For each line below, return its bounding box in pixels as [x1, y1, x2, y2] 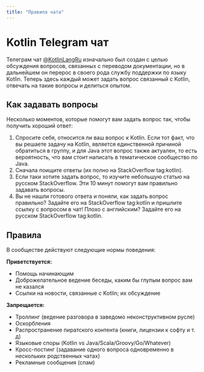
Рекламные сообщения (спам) [15, 359, 95, 366]
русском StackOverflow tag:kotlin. [15, 212, 103, 219]
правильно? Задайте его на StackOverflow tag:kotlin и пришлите [15, 199, 182, 207]
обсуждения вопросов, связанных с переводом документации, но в [6, 62, 185, 69]
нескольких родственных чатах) [15, 352, 100, 360]
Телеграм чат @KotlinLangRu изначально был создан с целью [6, 56, 168, 63]
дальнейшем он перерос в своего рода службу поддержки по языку [6, 69, 187, 76]
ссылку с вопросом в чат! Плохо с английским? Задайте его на [15, 206, 181, 213]
